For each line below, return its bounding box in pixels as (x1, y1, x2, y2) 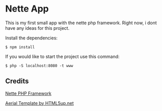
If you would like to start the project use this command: (5, 53, 120, 60)
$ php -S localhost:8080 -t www (5, 63, 73, 68)
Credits (5, 77, 29, 86)
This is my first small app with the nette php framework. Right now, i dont (5, 20, 157, 26)
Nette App (5, 3, 49, 15)
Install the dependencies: (5, 35, 58, 41)
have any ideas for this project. (5, 25, 70, 31)
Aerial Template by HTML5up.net (5, 100, 74, 106)
